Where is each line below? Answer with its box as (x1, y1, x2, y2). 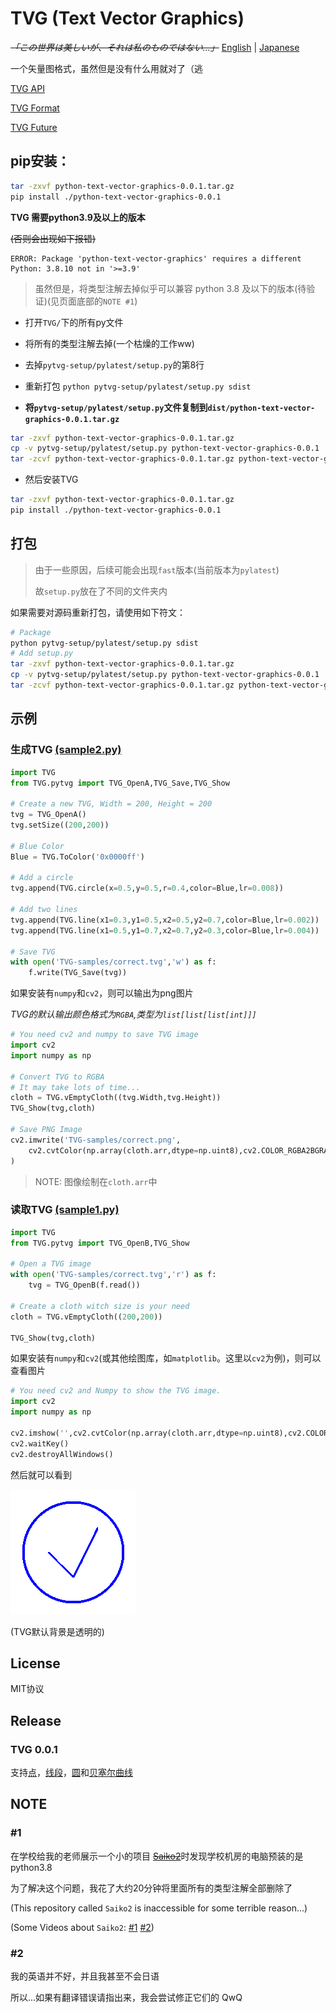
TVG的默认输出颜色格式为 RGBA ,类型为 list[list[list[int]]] (10, 1008, 257, 1021)
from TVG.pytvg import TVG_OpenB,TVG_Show (10, 1238, 190, 1248)
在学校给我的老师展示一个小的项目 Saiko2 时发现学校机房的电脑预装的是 (10, 1850, 304, 1862)
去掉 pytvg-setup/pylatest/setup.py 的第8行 (24, 358, 205, 371)
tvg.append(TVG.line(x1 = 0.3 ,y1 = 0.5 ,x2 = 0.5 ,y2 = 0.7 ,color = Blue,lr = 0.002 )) (10, 915, 320, 925)
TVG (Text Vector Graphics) (10, 7, 245, 30)
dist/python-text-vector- (207, 403, 316, 413)
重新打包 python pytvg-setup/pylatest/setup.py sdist (24, 380, 252, 392)
